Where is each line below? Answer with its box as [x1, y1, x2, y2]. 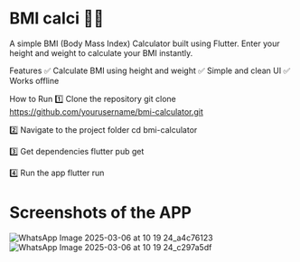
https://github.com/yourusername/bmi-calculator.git [9, 106, 203, 117]
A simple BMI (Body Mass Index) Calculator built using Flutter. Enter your [9, 38, 280, 49]
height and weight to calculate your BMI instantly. [9, 47, 193, 58]
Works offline [9, 75, 60, 86]
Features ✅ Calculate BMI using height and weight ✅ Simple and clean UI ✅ [9, 65, 291, 76]
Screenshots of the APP [9, 202, 192, 223]
